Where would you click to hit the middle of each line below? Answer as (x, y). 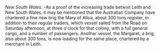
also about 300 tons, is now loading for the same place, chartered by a (77, 39)
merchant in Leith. (23, 44)
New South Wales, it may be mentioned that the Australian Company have (80, 12)
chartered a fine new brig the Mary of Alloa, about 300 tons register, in (77, 18)
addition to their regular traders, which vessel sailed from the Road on (76, 23)
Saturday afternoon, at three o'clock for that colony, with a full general (77, 28)
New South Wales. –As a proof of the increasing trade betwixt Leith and (78, 7)
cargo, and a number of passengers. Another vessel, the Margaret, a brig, (80, 33)
